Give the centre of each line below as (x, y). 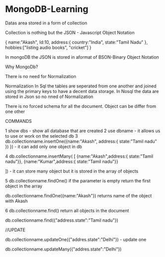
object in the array (24, 186)
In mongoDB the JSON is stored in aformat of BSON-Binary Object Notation (82, 57)
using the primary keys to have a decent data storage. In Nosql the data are (82, 91)
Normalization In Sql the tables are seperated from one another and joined (81, 86)
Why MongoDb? (22, 67)
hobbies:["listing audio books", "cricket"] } (48, 47)
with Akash (17, 201)
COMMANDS (19, 121)
